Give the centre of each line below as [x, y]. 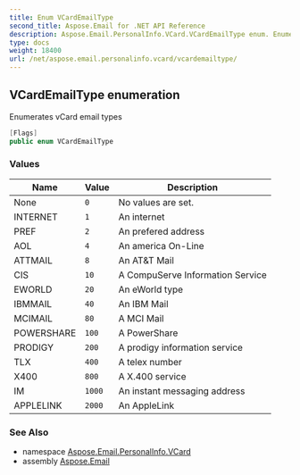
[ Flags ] [24, 133]
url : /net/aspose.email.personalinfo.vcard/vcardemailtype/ [124, 59]
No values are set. [156, 202]
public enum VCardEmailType [62, 141]
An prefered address [162, 231]
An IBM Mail [143, 304]
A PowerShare [148, 333]
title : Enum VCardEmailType [62, 17]
